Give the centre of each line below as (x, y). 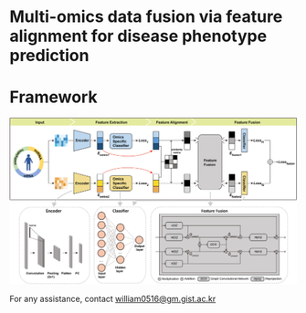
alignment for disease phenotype (138, 36)
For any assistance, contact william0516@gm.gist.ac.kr (113, 298)
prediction (49, 56)
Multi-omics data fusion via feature (146, 17)
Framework (53, 97)
